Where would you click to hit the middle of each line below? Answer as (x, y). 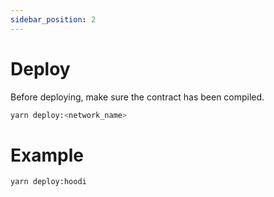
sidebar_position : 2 (53, 19)
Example (47, 155)
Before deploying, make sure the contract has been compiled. (137, 97)
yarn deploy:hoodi (48, 182)
